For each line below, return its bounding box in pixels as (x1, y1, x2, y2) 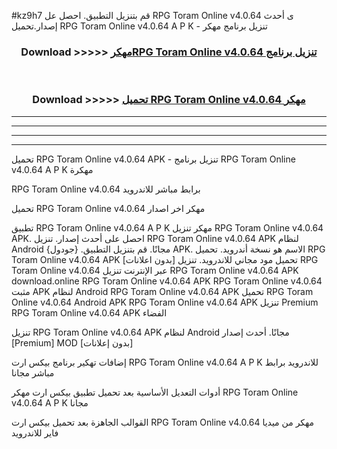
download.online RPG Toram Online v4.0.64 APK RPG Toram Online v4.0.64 (11, 275, 323, 287)
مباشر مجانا (11, 366, 55, 379)
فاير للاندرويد (11, 426, 59, 439)
